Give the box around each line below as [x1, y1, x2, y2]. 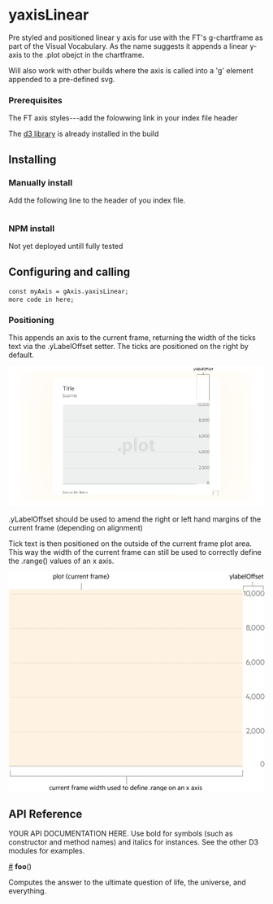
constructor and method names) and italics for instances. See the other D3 [8, 837, 259, 847]
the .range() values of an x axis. [8, 556, 115, 566]
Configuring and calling [8, 264, 131, 278]
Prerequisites [8, 94, 63, 106]
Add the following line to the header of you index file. [8, 195, 186, 205]
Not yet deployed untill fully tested [8, 242, 123, 251]
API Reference [8, 807, 83, 821]
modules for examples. [8, 846, 85, 855]
